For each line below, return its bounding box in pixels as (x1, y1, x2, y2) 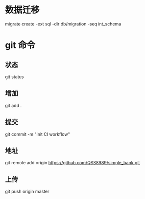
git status (5, 74, 24, 80)
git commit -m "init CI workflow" (5, 131, 70, 137)
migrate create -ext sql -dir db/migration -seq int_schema (5, 21, 121, 27)
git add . (5, 102, 22, 108)
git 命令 (5, 40, 36, 51)
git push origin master (5, 189, 49, 195)
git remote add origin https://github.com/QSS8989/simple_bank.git (5, 160, 140, 166)
